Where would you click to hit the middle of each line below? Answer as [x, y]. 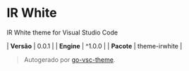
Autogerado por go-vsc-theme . [69, 59]
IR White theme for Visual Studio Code [62, 32]
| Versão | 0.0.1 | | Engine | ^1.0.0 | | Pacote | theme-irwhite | [94, 46]
